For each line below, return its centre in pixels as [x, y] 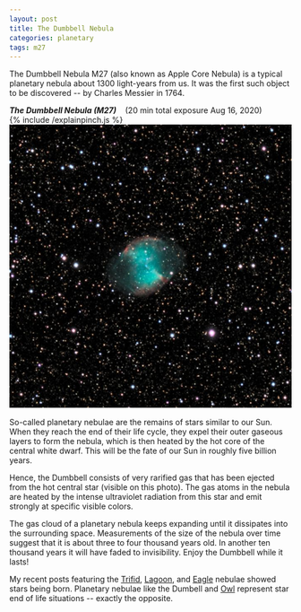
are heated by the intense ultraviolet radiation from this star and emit [136, 496]
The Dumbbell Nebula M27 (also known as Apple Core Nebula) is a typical [146, 74]
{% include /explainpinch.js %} [66, 120]
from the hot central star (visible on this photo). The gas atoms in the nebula [150, 487]
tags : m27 [28, 48]
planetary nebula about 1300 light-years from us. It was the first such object [150, 83]
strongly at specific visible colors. [71, 506]
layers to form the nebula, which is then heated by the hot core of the [137, 441]
